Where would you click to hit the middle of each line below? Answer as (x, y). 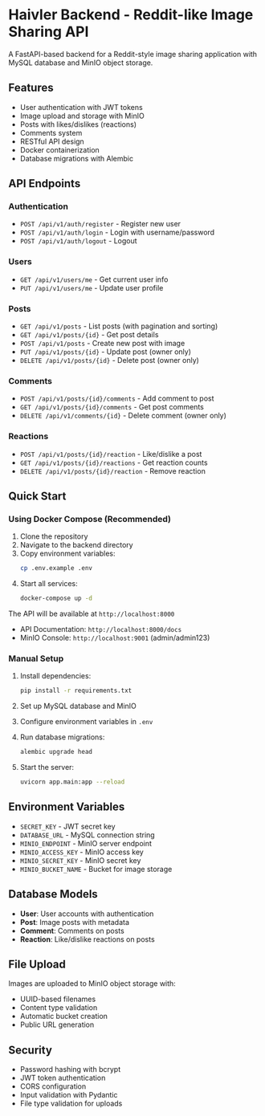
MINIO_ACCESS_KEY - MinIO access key (82, 852)
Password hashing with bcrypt (70, 1069)
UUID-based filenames (58, 999)
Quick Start (37, 497)
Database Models (53, 894)
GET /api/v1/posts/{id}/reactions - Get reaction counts (114, 462)
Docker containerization (60, 149)
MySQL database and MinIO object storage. (81, 63)
